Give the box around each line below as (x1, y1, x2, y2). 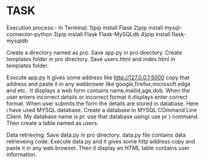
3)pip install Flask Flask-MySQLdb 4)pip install (53, 30, 171, 37)
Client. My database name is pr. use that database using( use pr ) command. (6, 113, 199, 120)
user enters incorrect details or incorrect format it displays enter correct (6, 93, 188, 100)
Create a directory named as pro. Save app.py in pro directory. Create (6, 48, 182, 56)
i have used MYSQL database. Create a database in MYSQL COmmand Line (6, 106, 197, 113)
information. (6, 151, 37, 158)
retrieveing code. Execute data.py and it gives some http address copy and (6, 137, 196, 145)
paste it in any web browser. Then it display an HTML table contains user (6, 144, 190, 151)
